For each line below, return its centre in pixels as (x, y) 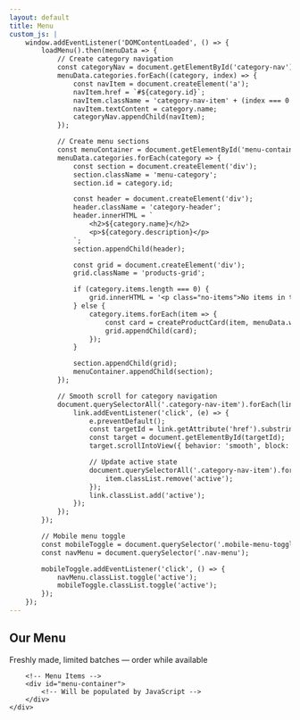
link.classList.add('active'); (147, 495)
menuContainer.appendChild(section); (143, 372)
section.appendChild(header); (129, 249)
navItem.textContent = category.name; (145, 109)
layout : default (39, 17)
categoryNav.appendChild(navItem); (139, 117)
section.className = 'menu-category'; (145, 175)
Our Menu (38, 638)
